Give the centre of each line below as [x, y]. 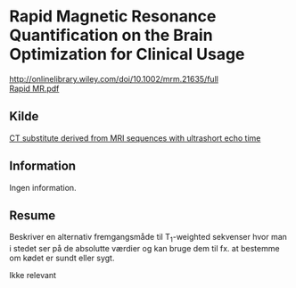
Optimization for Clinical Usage [127, 54]
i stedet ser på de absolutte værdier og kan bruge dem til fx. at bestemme [144, 249]
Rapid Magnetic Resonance [113, 16]
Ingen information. [43, 187]
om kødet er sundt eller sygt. [62, 258]
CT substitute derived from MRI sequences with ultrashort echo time [135, 138]
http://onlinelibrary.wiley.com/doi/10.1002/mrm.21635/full [114, 78]
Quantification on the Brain [111, 35]
